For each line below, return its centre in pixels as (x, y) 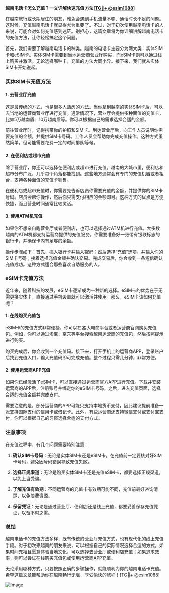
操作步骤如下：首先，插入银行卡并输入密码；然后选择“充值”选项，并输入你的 (84, 252)
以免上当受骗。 (28, 478)
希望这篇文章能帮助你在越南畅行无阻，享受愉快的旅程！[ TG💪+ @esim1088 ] (82, 575)
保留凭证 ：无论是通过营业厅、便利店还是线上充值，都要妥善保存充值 (83, 506)
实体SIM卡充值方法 (28, 81)
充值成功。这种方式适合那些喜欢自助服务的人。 (54, 264)
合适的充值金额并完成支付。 (34, 395)
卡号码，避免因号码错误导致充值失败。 (52, 461)
